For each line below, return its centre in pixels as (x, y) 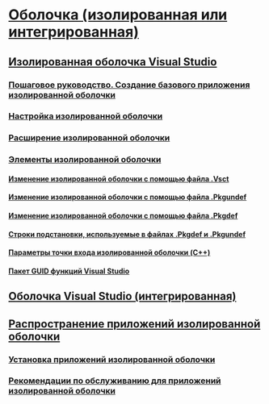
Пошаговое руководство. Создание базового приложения (129, 85)
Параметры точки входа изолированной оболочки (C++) (109, 252)
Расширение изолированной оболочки (89, 138)
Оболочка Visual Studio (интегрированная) (122, 296)
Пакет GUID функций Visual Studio (69, 271)
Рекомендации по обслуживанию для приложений (115, 381)
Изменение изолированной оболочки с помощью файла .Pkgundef (128, 197)
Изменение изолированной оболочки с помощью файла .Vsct (119, 178)
